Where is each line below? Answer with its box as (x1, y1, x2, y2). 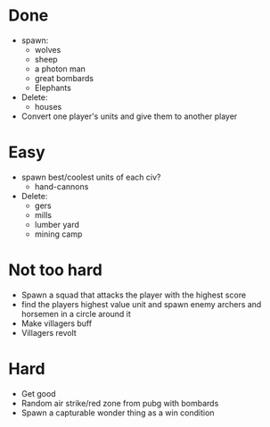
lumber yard (34, 219, 79, 230)
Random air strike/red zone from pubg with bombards (20, 398, 219, 408)
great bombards (34, 72, 94, 83)
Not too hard (8, 260, 103, 280)
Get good (20, 388, 56, 398)
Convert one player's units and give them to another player (20, 111, 238, 121)
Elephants (34, 82, 72, 93)
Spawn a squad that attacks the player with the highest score (20, 289, 247, 300)
